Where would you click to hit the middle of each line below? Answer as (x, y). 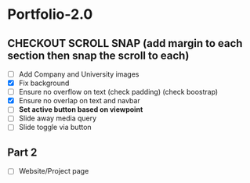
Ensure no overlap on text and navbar (79, 101)
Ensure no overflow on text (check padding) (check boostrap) (118, 92)
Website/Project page (54, 171)
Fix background (44, 83)
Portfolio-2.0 (50, 14)
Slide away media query (58, 118)
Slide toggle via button (55, 127)
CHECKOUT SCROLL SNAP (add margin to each (125, 43)
